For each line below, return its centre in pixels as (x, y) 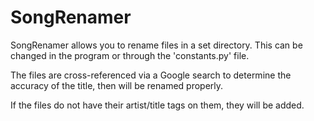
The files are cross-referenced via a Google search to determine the (151, 75)
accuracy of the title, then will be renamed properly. (117, 85)
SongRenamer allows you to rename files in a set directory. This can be (156, 45)
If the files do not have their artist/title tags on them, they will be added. (157, 105)
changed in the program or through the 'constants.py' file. (130, 55)
